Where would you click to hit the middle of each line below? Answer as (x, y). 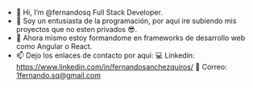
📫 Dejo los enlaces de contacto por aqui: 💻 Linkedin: (105, 55)
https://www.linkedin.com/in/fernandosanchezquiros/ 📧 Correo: (121, 67)
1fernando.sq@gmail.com (58, 75)
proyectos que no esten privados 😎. (77, 29)
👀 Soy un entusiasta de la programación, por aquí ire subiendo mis (126, 21)
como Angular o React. (54, 46)
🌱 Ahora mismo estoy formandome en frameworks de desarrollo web (131, 38)
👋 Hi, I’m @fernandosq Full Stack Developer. (89, 12)
